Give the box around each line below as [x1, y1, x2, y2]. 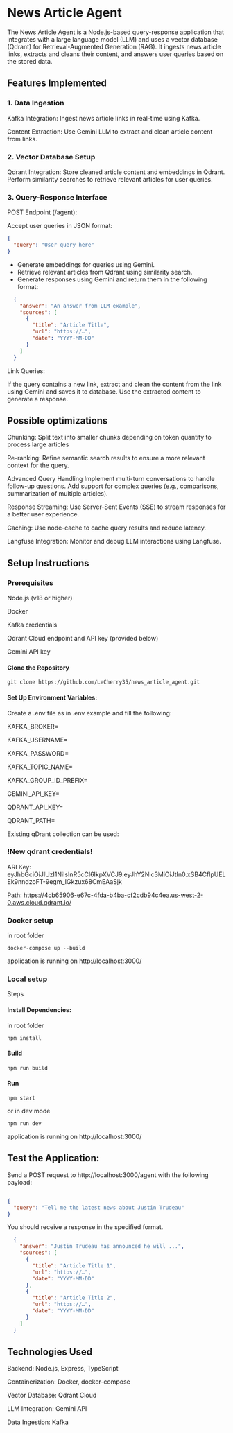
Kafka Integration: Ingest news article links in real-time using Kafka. [7, 114, 200, 122]
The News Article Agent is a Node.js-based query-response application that [7, 28, 224, 36]
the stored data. [7, 57, 53, 65]
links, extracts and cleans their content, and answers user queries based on [7, 50, 224, 58]
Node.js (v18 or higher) [7, 594, 73, 602]
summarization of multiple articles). [7, 489, 109, 498]
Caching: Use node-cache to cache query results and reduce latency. [7, 523, 207, 532]
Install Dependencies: [7, 1005, 71, 1014]
